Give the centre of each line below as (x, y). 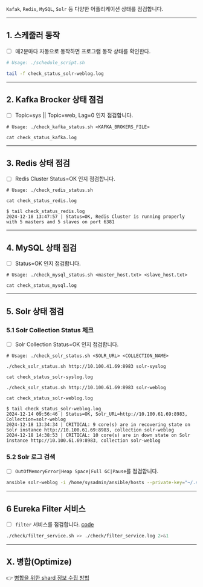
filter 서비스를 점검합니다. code (54, 525)
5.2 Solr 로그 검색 (31, 457)
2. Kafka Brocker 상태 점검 (55, 100)
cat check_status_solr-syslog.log (50, 377)
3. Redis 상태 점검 (38, 163)
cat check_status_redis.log (42, 201)
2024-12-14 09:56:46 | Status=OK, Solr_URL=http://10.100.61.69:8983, (97, 414)
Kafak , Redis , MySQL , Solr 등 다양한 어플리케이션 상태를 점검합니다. (85, 9)
